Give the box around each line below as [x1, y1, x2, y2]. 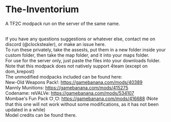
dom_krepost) [5, 68, 35, 75]
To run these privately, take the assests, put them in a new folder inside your [5, 46, 166, 53]
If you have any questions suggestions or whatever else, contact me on [5, 36, 156, 42]
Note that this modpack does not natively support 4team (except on [5, 63, 148, 69]
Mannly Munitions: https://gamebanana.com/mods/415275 [5, 84, 129, 90]
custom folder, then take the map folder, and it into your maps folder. [5, 52, 150, 58]
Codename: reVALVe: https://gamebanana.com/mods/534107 [5, 90, 134, 96]
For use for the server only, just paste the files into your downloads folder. [5, 57, 161, 63]
